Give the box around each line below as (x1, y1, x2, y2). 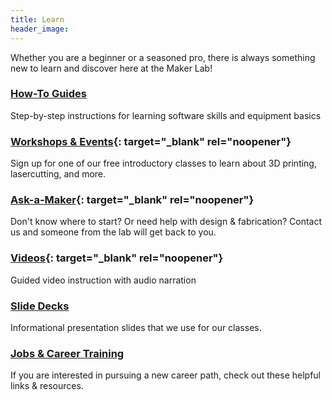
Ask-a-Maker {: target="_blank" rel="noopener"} (10, 193, 255, 207)
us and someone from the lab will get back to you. (10, 226, 217, 238)
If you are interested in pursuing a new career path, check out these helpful (10, 369, 321, 381)
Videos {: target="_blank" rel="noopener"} (10, 251, 224, 265)
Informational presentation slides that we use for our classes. (10, 321, 262, 333)
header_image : (10, 24, 70, 34)
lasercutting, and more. (10, 168, 107, 180)
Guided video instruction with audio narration (10, 274, 197, 286)
